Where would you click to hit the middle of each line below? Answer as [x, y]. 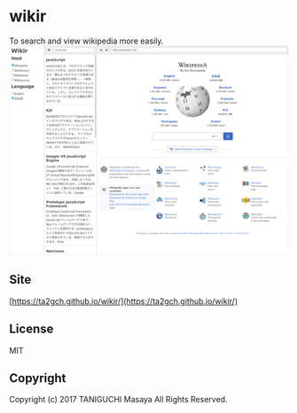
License [31, 329]
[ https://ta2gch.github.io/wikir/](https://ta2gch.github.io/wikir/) [123, 301]
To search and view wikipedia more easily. [86, 41]
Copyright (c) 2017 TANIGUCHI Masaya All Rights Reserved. [118, 400]
